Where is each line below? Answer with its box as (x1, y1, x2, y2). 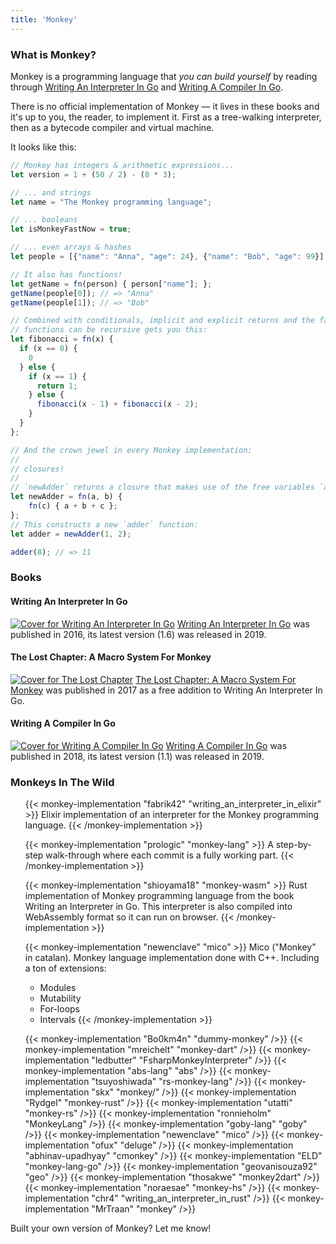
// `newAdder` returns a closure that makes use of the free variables (10, 482, 315, 493)
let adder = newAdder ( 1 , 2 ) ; (10, 529, 132, 539)
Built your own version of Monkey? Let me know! (10, 1222, 212, 1235)
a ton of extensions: (24, 962, 107, 975)
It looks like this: (10, 141, 77, 153)
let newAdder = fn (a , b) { (10, 492, 123, 502)
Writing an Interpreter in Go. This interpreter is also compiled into (24, 901, 293, 913)
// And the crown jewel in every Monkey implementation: (10, 445, 253, 455)
